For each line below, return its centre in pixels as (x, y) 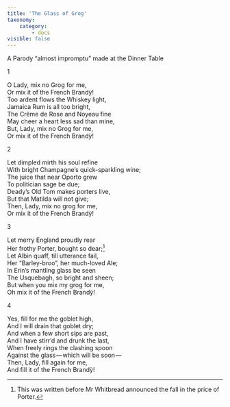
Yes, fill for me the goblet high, (50, 319)
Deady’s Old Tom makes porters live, (59, 192)
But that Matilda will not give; (48, 199)
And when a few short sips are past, (58, 333)
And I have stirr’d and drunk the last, (58, 341)
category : (34, 26)
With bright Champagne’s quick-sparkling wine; (74, 170)
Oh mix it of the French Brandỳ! (51, 292)
